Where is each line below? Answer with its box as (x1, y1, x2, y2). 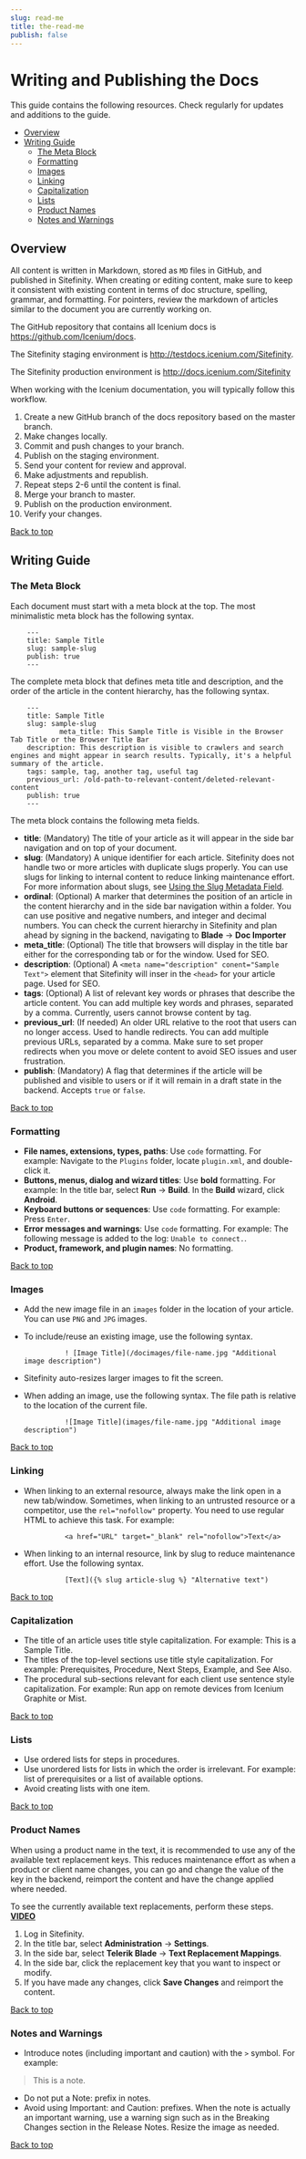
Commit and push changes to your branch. (23, 441, 185, 452)
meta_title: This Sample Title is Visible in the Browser (58, 727, 284, 736)
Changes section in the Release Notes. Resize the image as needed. (23, 2122, 280, 2133)
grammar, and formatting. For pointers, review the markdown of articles (10, 294, 279, 306)
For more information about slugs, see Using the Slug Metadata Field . (23, 881, 285, 892)
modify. (23, 1967, 53, 1977)
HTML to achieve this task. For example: (23, 1514, 175, 1525)
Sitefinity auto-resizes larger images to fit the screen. (23, 1373, 224, 1384)
